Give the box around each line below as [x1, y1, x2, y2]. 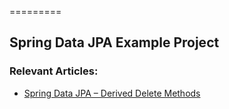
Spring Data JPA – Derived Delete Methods [23, 87, 201, 99]
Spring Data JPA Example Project [9, 34, 220, 51]
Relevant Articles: [9, 64, 99, 78]
